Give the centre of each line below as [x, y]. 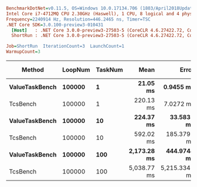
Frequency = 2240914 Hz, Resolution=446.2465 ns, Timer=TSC [78, 19]
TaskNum [109, 70]
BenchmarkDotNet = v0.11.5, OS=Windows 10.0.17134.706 [72, 8]
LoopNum [76, 70]
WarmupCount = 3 [23, 52]
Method [33, 70]
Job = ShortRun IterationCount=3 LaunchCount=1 [65, 46]
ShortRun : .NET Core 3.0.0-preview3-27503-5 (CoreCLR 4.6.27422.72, [98, 36]
